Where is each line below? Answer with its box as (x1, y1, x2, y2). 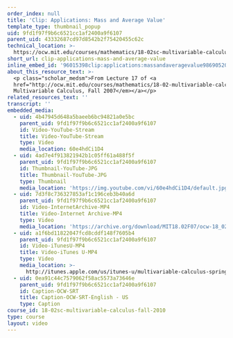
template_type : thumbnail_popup (7, 23, 101, 30)
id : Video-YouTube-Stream (19, 126, 95, 133)
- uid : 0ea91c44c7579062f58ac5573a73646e (13, 275, 135, 282)
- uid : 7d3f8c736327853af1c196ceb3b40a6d (13, 191, 135, 198)
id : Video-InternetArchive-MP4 (19, 204, 110, 211)
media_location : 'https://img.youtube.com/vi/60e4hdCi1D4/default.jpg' (19, 185, 231, 192)
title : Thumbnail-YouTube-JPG (19, 171, 107, 178)
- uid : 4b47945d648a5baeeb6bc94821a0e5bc (13, 113, 135, 120)
